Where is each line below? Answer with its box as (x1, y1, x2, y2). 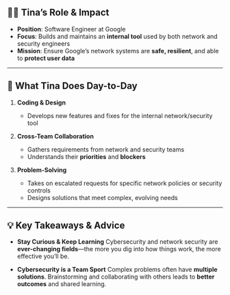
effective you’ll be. (16, 252, 70, 260)
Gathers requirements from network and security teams (27, 145, 185, 154)
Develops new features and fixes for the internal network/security (27, 111, 213, 120)
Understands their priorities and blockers (27, 152, 146, 160)
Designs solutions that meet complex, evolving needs (27, 193, 178, 201)
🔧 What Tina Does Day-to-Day (7, 80, 138, 92)
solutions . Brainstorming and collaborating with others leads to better (16, 272, 215, 281)
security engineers (16, 39, 71, 48)
